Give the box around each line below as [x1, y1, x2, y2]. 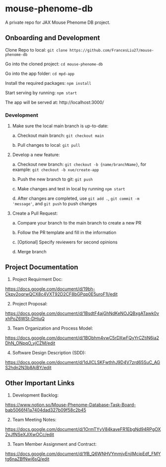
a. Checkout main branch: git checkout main [12, 132, 104, 139]
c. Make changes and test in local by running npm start [12, 186, 125, 192]
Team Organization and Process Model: [12, 325, 93, 331]
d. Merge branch [12, 249, 47, 255]
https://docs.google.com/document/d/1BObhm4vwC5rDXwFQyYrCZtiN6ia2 [5, 335, 160, 341]
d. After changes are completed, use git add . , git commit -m [12, 195, 140, 201]
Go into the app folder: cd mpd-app [5, 70, 75, 76]
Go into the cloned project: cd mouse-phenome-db [5, 60, 103, 67]
